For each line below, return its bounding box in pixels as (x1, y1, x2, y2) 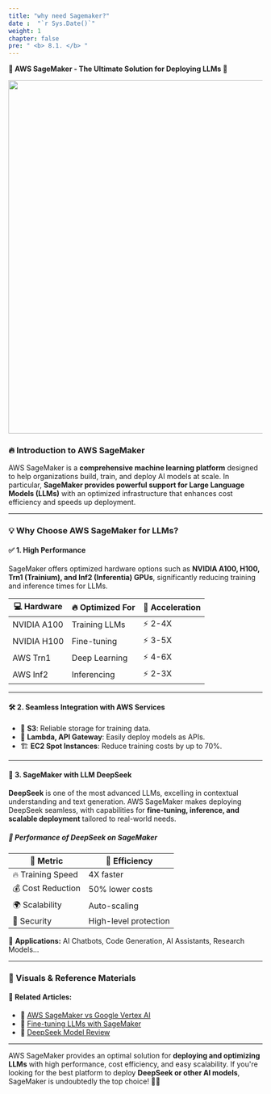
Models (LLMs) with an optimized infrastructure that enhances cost (8, 489, 233, 499)
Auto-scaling (88, 900, 140, 911)
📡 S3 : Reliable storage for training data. (19, 723, 151, 733)
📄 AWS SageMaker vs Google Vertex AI (19, 1011, 151, 1020)
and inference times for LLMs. (8, 581, 108, 591)
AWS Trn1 (12, 652, 51, 663)
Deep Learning (71, 652, 128, 663)
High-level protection (88, 915, 171, 926)
